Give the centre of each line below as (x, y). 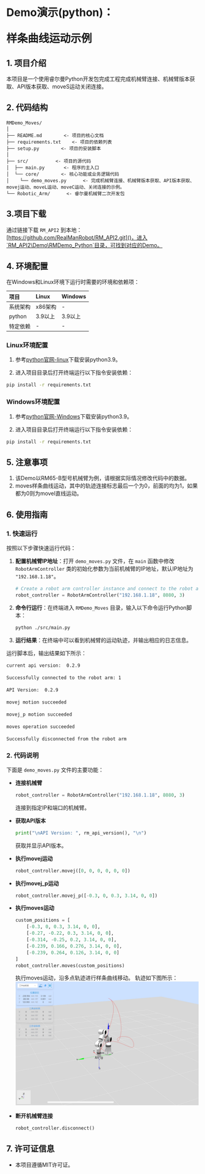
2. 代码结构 (27, 108)
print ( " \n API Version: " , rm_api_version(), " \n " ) (81, 833)
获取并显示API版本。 (41, 845)
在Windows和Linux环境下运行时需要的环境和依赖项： (73, 282)
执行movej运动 (34, 858)
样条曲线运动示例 (49, 39)
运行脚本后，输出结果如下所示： (46, 653)
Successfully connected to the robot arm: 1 (64, 678)
